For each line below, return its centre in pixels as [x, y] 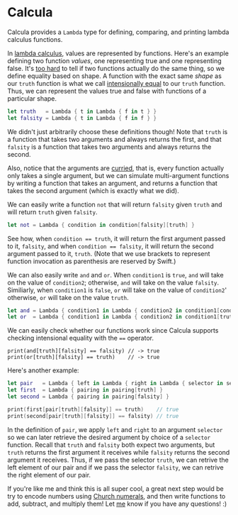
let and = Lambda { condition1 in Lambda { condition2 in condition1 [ [114, 310]
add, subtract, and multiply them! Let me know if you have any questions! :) [117, 504]
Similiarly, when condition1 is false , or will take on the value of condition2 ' [117, 290]
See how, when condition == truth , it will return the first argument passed [117, 238]
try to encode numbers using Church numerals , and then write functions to [117, 496]
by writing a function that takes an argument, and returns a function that [113, 183]
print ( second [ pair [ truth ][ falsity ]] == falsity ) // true [93, 416]
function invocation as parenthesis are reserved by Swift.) [92, 261]
